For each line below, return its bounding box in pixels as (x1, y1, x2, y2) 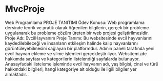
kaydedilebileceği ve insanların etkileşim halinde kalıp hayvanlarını (5, 40, 138, 46)
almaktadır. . (5, 71, 30, 77)
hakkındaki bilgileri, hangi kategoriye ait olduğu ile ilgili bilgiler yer (5, 66, 137, 72)
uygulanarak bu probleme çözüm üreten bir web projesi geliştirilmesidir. (5, 30, 149, 36)
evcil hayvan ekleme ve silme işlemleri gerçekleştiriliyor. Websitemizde (5, 50, 147, 57)
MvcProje (5, 3, 45, 15)
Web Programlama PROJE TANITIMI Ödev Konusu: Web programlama (5, 20, 145, 25)
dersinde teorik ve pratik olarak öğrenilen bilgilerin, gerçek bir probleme (5, 24, 149, 30)
